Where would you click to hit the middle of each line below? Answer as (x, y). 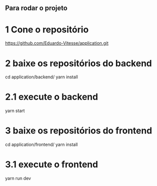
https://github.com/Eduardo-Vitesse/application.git (57, 43)
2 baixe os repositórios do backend (78, 63)
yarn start (15, 111)
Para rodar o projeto (36, 8)
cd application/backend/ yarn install (41, 77)
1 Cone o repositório (47, 30)
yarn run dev (18, 179)
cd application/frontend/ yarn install (41, 145)
